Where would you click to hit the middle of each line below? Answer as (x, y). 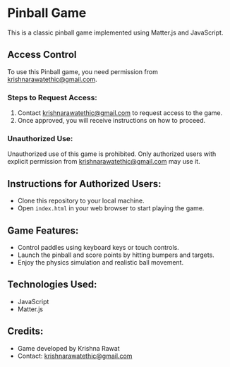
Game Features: (43, 230)
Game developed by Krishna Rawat (68, 348)
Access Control (42, 55)
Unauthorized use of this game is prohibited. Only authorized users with (112, 154)
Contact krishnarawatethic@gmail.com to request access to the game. (120, 113)
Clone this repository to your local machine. (81, 201)
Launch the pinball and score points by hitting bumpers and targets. (116, 255)
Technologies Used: (52, 285)
